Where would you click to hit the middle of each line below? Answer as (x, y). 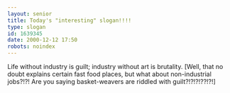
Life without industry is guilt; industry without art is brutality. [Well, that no (115, 67)
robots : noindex (31, 46)
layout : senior (30, 14)
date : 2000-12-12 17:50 (43, 40)
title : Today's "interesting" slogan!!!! (70, 20)
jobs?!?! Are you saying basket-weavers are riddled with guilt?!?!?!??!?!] (112, 81)
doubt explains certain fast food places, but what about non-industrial (109, 74)
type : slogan (27, 27)
